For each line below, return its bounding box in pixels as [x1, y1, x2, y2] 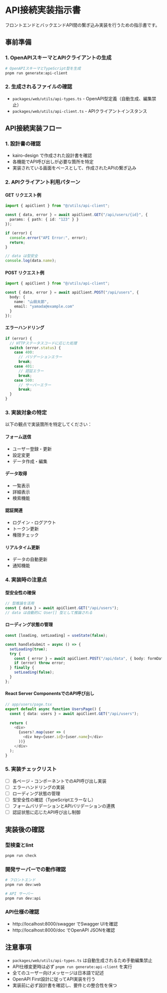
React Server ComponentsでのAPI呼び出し [5, 691, 94, 697]
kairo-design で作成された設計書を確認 [12, 153, 92, 159]
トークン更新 [12, 525, 39, 531]
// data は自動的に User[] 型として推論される [5, 610, 93, 615]
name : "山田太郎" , [14, 299, 49, 304]
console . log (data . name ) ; [5, 258, 57, 263]
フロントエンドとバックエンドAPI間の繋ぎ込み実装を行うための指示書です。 [5, 22, 160, 28]
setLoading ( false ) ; [14, 670, 55, 675]
